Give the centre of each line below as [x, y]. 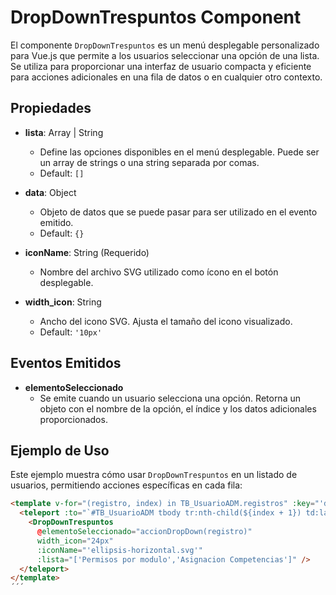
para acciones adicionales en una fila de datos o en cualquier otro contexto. [166, 77]
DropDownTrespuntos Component [156, 17]
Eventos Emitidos [66, 363]
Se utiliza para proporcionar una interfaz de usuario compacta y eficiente [161, 66]
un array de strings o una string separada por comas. [149, 162]
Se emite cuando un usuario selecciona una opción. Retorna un [170, 398]
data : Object [50, 192]
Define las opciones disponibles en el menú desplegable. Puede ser [179, 152]
